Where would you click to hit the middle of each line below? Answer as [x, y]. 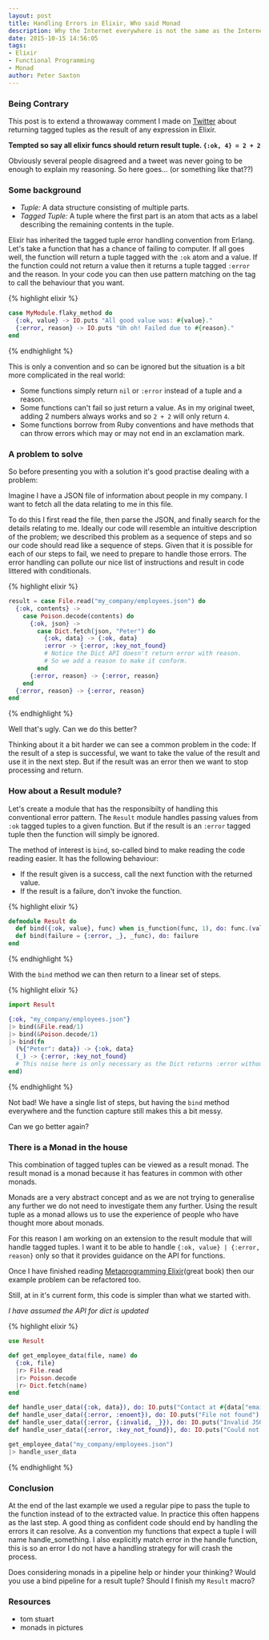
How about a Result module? [65, 791]
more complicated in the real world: [67, 375]
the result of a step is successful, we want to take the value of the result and [134, 753]
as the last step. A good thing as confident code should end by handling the [133, 1522]
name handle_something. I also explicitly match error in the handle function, [133, 1540]
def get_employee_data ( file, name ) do [73, 1356]
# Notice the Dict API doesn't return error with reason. [143, 654]
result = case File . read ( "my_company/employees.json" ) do [107, 602]
